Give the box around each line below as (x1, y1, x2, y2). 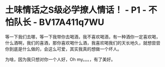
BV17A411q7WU (39, 17, 104, 28)
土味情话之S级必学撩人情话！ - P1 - (5, 4, 147, 16)
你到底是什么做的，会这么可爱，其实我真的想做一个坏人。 (5, 46, 122, 52)
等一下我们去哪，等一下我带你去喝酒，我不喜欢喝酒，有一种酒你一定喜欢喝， (5, 34, 161, 40)
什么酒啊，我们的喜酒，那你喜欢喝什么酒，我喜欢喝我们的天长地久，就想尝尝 (5, 40, 161, 45)
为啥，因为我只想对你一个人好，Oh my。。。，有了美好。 (5, 56, 116, 62)
